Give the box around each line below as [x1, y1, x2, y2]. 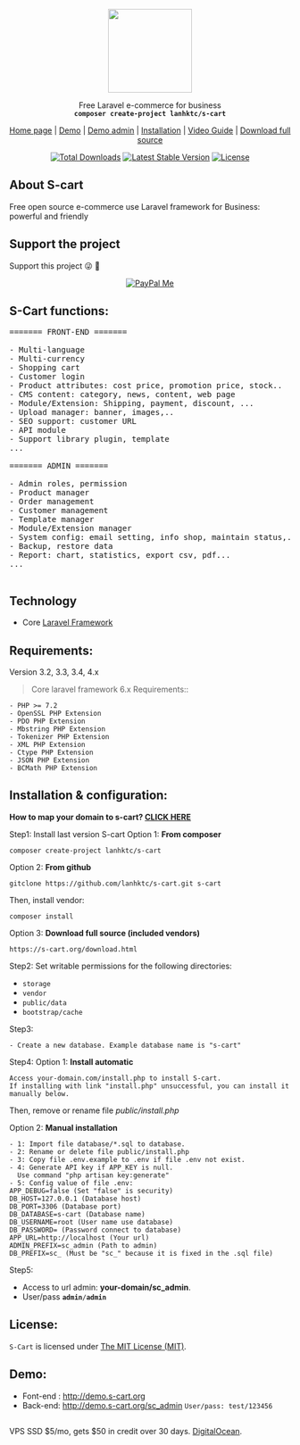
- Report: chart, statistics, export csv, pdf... [9, 550, 231, 561]
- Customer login [9, 371, 85, 382]
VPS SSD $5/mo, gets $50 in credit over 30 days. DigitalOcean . [9, 1425, 243, 1436]
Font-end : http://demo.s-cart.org [21, 1391, 146, 1401]
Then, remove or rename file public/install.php [9, 1105, 180, 1116]
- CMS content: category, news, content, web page [9, 389, 236, 400]
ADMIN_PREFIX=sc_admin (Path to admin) [9, 1241, 158, 1250]
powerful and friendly [9, 211, 89, 221]
